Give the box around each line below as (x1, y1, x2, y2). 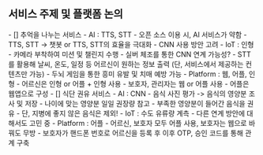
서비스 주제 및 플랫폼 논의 (8, 7, 124, 21)
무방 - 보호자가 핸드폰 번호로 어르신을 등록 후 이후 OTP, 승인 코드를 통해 (22, 128, 243, 138)
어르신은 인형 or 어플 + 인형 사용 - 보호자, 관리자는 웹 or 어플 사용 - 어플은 (21, 79, 250, 88)
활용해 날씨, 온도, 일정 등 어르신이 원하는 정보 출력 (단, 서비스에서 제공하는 (16, 59, 244, 68)
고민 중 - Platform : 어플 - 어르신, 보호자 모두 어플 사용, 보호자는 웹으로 (28, 118, 247, 127)
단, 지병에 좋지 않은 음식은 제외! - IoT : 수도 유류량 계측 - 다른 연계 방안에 (21, 109, 246, 118)
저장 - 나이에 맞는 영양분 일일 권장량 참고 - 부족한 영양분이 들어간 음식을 (24, 98, 246, 108)
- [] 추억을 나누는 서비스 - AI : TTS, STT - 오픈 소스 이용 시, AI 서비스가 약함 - (8, 30, 247, 39)
